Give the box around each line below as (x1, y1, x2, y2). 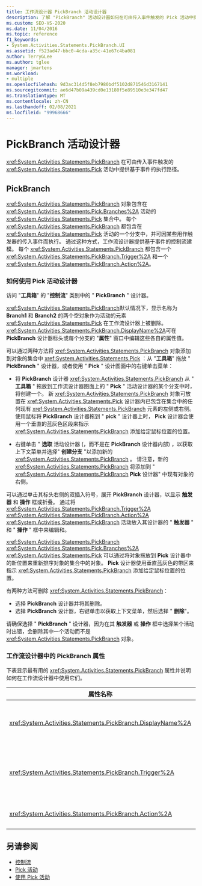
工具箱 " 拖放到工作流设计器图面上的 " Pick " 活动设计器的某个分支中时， (14, 383, 195, 390)
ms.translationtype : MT (6, 93, 66, 99)
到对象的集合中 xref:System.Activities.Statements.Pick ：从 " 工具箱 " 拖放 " (6, 355, 191, 362)
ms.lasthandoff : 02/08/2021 (6, 103, 77, 110)
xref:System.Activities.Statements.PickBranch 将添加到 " (14, 463, 155, 470)
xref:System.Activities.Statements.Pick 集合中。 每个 (6, 215, 137, 223)
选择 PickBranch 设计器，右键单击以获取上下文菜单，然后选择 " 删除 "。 (14, 608, 192, 615)
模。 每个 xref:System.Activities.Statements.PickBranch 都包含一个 (6, 245, 171, 253)
